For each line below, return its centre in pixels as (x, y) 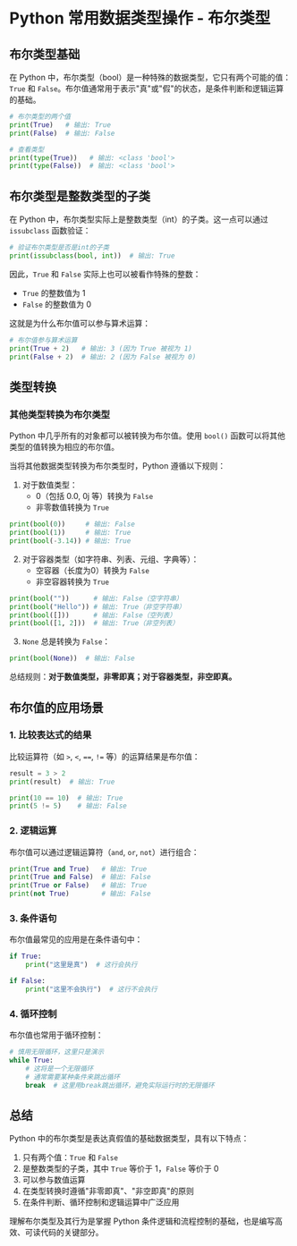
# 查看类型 (27, 149)
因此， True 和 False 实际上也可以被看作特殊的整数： (105, 274)
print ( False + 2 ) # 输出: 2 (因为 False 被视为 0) (103, 357)
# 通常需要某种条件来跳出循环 (73, 1077)
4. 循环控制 (33, 1013)
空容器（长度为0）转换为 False (93, 570)
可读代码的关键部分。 (64, 1233)
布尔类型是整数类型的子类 (80, 196)
